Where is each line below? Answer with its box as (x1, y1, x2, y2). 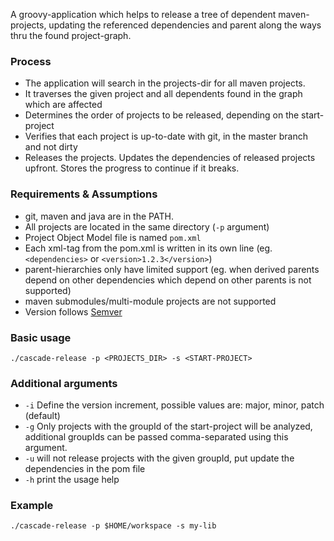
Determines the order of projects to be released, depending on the (24, 109, 300, 121)
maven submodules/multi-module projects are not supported (24, 295, 277, 307)
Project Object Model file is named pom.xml (24, 231, 202, 243)
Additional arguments (10, 376, 118, 390)
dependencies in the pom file (24, 463, 146, 475)
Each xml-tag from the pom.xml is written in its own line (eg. (24, 242, 273, 254)
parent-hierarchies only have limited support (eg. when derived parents (24, 263, 320, 275)
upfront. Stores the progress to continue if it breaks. (24, 162, 240, 174)
